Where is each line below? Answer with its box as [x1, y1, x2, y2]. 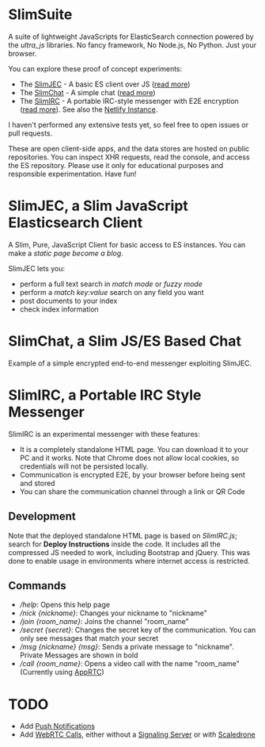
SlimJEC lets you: [8, 263, 66, 273]
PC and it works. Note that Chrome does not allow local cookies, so [19, 453, 240, 462]
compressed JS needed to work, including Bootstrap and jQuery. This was [8, 547, 251, 557]
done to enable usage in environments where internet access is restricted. [8, 556, 251, 565]
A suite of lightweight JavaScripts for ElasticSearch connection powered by [8, 32, 255, 41]
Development [8, 510, 77, 523]
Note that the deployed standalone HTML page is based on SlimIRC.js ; [8, 531, 237, 540]
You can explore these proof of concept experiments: [8, 63, 183, 73]
